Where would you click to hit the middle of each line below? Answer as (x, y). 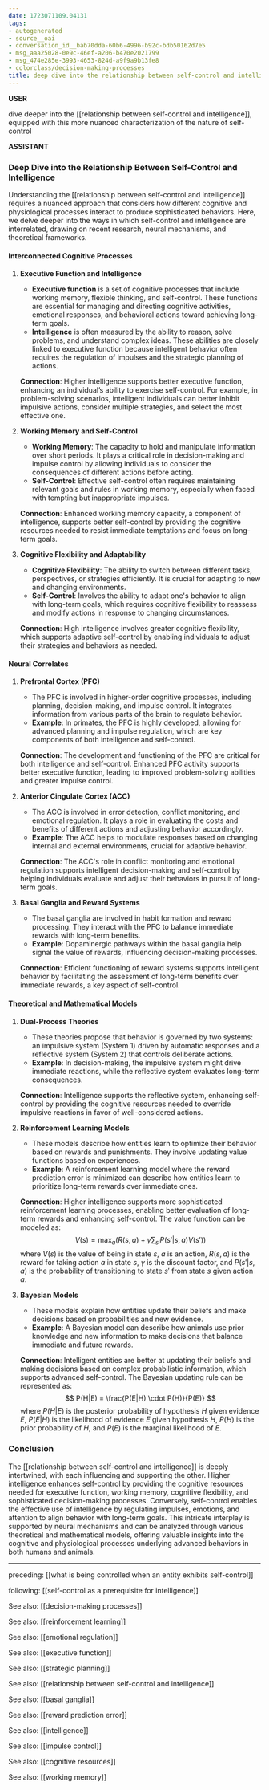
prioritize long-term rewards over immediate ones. (115, 1186)
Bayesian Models (49, 1295)
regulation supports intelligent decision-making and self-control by (130, 870)
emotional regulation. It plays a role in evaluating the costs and (135, 820)
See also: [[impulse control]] (55, 1746)
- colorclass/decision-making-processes (77, 68)
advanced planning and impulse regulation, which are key (127, 731)
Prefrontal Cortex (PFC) (60, 681)
